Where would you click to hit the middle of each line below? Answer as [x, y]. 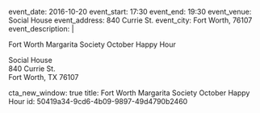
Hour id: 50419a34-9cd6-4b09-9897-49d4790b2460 [98, 101]
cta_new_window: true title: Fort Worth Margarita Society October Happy [129, 93]
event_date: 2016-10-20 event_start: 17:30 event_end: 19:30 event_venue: [130, 12]
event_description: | [41, 29]
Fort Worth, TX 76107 [44, 77]
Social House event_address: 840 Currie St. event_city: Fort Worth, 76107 [130, 20]
